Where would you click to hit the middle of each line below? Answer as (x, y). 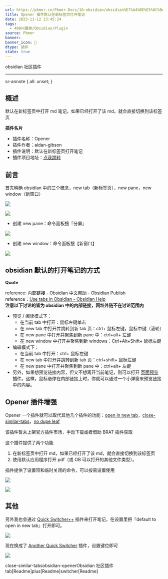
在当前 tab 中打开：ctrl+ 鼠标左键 (54, 353)
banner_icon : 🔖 (21, 43)
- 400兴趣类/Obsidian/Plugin (39, 29)
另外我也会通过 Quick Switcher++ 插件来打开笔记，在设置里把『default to (81, 519)
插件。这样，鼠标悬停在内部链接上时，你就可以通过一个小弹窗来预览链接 (87, 378)
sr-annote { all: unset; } (29, 81)
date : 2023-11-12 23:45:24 (33, 19)
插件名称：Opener (31, 139)
